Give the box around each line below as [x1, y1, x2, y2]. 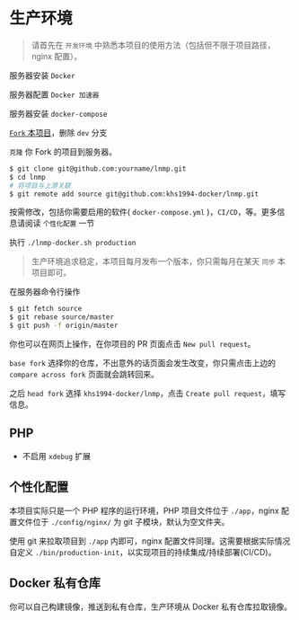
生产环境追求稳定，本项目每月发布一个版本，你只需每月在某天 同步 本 [31, 256, 286, 267]
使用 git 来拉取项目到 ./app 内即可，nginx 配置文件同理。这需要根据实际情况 [9, 536, 291, 546]
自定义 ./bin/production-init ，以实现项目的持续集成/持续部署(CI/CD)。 [9, 546, 277, 557]
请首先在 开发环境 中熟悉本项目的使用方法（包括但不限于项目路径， [31, 40, 276, 50]
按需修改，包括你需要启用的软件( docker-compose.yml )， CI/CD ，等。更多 [9, 207, 277, 217]
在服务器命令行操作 [9, 287, 81, 297]
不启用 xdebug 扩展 [22, 450, 92, 461]
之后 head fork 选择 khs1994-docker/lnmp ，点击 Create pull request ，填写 [9, 388, 286, 399]
